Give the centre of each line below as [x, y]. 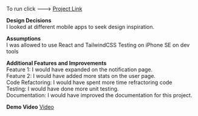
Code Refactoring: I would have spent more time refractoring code [89, 82]
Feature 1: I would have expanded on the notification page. [80, 69]
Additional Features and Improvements [56, 63]
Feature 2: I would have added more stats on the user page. [81, 76]
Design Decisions [29, 20]
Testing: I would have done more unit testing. [63, 89]
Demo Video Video [30, 107]
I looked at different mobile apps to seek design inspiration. [80, 27]
